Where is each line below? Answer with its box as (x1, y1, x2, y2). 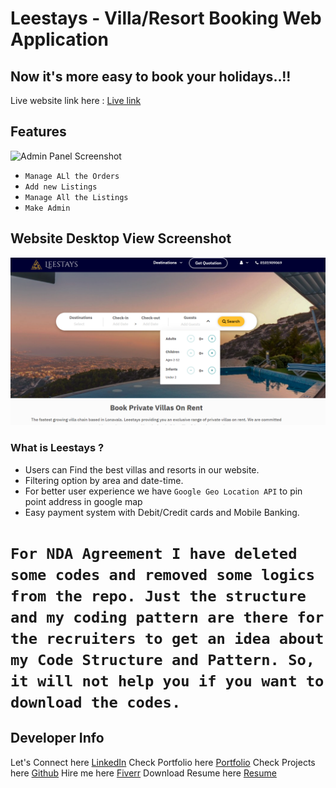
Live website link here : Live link (10, 95, 142, 106)
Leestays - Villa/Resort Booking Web (10, 7, 322, 30)
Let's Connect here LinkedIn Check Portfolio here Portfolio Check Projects (10, 756, 316, 768)
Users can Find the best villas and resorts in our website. (24, 463, 260, 476)
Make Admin (24, 203, 71, 213)
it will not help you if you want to (10, 672, 325, 691)
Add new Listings (24, 182, 98, 192)
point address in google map (24, 495, 143, 507)
